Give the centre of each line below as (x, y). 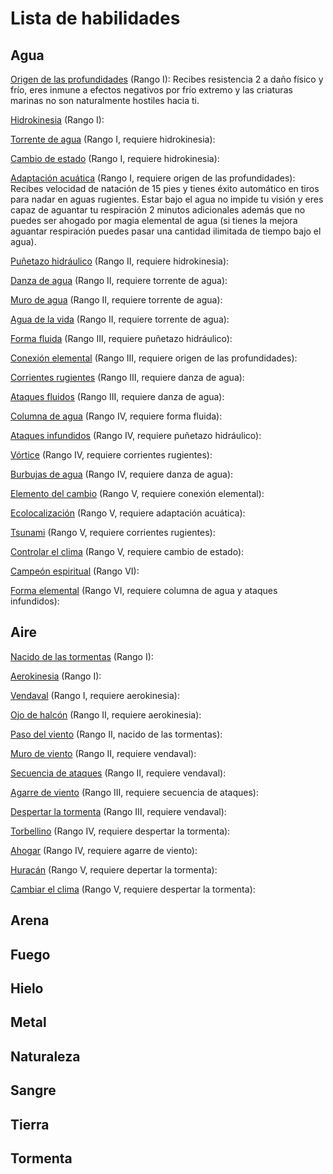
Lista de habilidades (95, 18)
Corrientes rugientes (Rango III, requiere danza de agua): (127, 377)
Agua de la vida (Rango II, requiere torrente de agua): (120, 319)
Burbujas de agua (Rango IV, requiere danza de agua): (122, 474)
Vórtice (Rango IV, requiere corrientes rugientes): (111, 455)
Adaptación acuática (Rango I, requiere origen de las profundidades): (153, 178)
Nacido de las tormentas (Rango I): (82, 656)
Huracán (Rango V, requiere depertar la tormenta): (114, 869)
